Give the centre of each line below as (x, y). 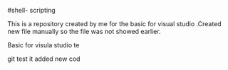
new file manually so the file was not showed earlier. (84, 31)
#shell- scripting (31, 10)
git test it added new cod (44, 59)
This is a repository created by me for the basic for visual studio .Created (115, 24)
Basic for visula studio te (43, 45)
